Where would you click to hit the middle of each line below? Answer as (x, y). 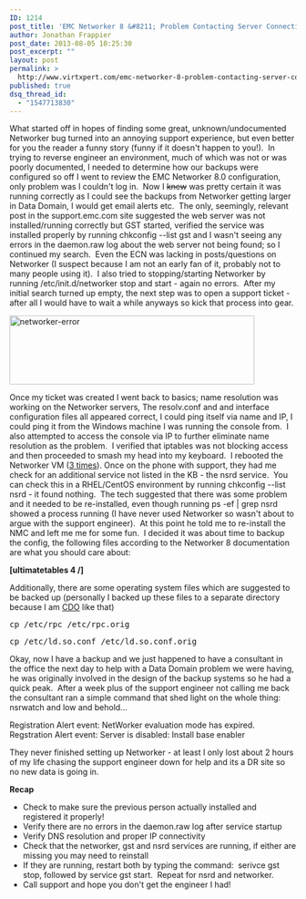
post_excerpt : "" (42, 52)
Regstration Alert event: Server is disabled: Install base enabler (127, 735)
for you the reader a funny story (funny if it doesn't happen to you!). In (143, 148)
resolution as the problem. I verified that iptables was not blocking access (149, 446)
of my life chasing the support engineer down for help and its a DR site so (147, 762)
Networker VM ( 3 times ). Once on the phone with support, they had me (143, 465)
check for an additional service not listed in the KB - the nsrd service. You (149, 475)
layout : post (34, 60)
